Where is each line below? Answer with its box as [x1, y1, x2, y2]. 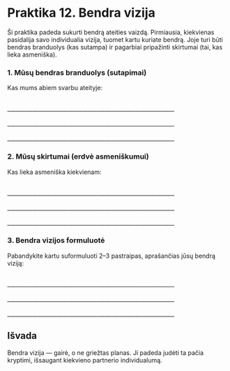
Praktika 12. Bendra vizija [7, 5, 155, 21]
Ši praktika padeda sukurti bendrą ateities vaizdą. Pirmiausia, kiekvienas [7, 28, 215, 36]
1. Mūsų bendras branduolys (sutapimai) [7, 68, 147, 78]
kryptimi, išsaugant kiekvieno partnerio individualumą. [7, 356, 162, 364]
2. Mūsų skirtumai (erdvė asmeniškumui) [7, 152, 149, 161]
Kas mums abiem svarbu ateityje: [7, 84, 103, 92]
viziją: [7, 259, 24, 267]
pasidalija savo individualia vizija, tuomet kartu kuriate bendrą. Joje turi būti [7, 35, 223, 43]
